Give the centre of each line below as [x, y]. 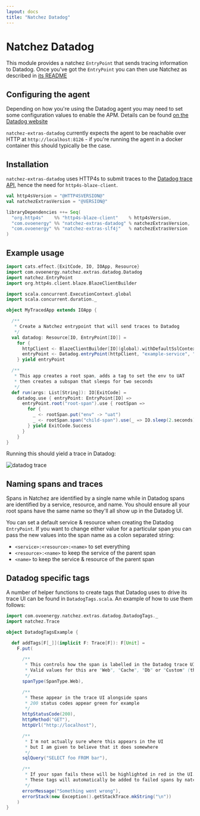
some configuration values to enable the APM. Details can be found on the [97, 115]
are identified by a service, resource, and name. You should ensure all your [98, 505]
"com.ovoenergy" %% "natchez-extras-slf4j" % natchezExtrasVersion [99, 229]
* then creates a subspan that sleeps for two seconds [83, 382]
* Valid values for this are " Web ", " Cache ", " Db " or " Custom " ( [107, 670]
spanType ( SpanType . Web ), [53, 681]
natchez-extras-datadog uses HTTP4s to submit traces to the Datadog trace [99, 179]
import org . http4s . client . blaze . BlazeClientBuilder [71, 283]
